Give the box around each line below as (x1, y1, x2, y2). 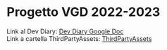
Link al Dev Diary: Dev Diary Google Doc (6, 27, 124, 35)
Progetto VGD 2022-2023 (6, 4, 161, 20)
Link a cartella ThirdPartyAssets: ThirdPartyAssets (6, 34, 152, 42)
